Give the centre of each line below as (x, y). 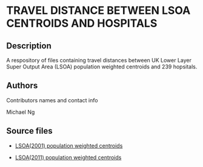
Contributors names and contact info (52, 100)
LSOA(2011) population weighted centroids (68, 157)
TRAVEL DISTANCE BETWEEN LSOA (98, 11)
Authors (22, 86)
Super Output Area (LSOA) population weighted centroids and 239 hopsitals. (102, 67)
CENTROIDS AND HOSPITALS (82, 23)
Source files (29, 131)
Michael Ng (21, 112)
